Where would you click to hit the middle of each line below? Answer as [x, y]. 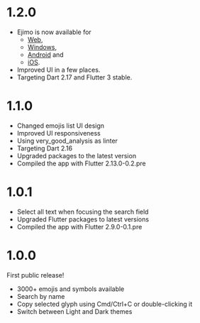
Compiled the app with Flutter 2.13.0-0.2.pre [81, 163]
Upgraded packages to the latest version [76, 155]
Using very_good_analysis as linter [67, 141]
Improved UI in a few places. [59, 70]
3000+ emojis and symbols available [71, 289]
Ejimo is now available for [54, 32]
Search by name [41, 296]
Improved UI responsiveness [59, 133]
